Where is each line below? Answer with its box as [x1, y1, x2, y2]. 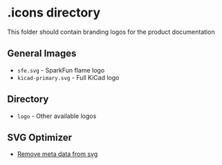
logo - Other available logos [17, 112, 97, 120]
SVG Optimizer [7, 131, 73, 143]
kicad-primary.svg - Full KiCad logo [17, 73, 120, 81]
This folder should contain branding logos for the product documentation [7, 28, 216, 36]
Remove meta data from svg [17, 150, 98, 158]
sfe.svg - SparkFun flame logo [17, 66, 105, 74]
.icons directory [7, 5, 101, 21]
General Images [7, 48, 77, 59]
